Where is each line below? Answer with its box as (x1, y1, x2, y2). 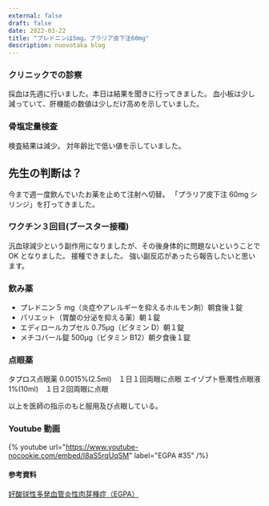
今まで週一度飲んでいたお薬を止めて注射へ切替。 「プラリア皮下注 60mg (8, 189, 249, 199)
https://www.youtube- (65, 442, 139, 452)
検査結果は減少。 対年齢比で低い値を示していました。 (8, 141, 186, 151)
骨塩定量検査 (8, 121, 58, 132)
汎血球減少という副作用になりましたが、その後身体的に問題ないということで (8, 241, 261, 251)
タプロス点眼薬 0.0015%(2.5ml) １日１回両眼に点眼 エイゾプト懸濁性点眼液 (8, 374, 261, 384)
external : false (8, 11, 62, 20)
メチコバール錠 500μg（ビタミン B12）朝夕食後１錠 (19, 333, 191, 343)
